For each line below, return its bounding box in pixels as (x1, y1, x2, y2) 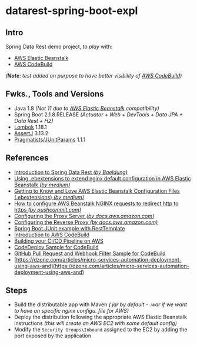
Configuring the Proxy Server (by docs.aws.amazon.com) (14, 212, 155, 219)
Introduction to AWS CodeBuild (14, 231, 89, 238)
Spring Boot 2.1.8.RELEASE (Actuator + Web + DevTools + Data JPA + (14, 110, 183, 118)
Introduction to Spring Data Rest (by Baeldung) (14, 169, 128, 176)
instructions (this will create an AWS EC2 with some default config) (14, 320, 178, 327)
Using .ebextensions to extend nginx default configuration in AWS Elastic (14, 175, 191, 182)
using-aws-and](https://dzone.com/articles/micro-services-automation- (14, 262, 189, 269)
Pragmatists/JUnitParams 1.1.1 (14, 136, 86, 143)
